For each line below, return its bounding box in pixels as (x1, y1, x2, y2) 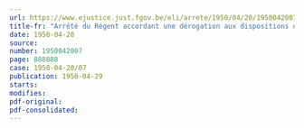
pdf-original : (9, 96, 63, 106)
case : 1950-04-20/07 (9, 64, 88, 73)
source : (9, 38, 39, 48)
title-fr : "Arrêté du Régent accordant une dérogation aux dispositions (9, 22, 290, 31)
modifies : (9, 88, 47, 97)
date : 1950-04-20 (9, 30, 75, 39)
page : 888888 (9, 55, 59, 64)
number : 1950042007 (9, 47, 83, 56)
